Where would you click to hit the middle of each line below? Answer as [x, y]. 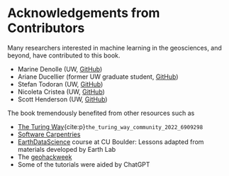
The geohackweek [45, 157]
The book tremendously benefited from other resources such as [101, 113]
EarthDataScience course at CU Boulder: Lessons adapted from [111, 142]
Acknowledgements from [84, 13]
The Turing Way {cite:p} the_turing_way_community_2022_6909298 [110, 126]
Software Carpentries [49, 134]
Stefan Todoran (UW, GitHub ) [60, 84]
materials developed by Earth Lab [67, 149]
